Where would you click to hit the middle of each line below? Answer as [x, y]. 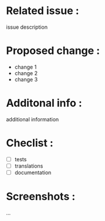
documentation [33, 172]
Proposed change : [53, 51]
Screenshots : [41, 197]
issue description [27, 27]
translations [29, 166]
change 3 [26, 79]
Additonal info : [44, 103]
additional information [33, 119]
